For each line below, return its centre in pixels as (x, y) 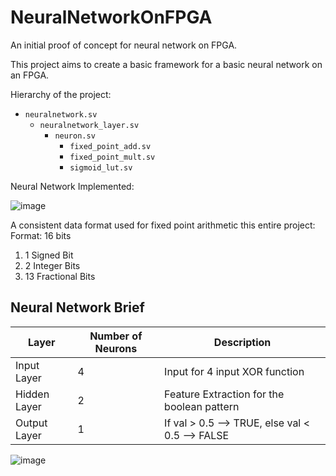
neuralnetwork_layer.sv (89, 125)
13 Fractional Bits (60, 276)
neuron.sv (75, 136)
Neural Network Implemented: (72, 186)
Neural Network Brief (77, 307)
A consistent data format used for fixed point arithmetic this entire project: (163, 225)
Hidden (32, 394)
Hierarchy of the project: (61, 94)
